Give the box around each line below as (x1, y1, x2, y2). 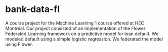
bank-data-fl (5, 3, 60, 15)
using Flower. (5, 41, 33, 47)
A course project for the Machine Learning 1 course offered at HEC (5, 20, 145, 26)
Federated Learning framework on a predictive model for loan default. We (5, 30, 159, 36)
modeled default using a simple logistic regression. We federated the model (5, 36, 163, 42)
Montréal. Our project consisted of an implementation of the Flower (5, 25, 146, 31)
